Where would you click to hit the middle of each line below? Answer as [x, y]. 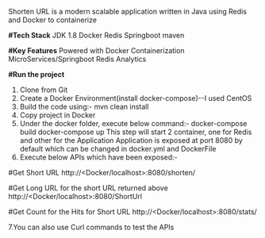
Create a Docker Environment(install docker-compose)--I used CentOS [136, 98]
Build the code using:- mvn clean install [84, 107]
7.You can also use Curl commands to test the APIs [91, 227]
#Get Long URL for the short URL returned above [88, 188]
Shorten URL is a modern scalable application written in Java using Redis [128, 12]
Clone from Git [44, 90]
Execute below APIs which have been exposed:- [98, 157]
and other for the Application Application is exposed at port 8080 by [131, 140]
